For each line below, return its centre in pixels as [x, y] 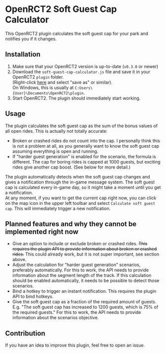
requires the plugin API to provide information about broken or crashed [84, 249]
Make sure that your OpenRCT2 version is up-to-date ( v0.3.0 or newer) [85, 66]
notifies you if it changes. [31, 39]
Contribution [25, 333]
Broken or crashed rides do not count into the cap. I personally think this [86, 141]
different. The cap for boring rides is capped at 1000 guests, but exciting [86, 162]
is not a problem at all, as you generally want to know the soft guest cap [86, 146]
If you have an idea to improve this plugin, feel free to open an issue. [75, 345]
